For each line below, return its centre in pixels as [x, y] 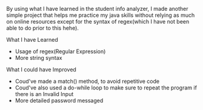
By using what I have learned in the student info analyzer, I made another [98, 9]
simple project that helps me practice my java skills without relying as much [101, 15]
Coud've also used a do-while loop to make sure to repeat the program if [106, 88]
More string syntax [38, 58]
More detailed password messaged [59, 100]
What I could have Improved [42, 70]
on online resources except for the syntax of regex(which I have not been [98, 21]
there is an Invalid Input [44, 94]
